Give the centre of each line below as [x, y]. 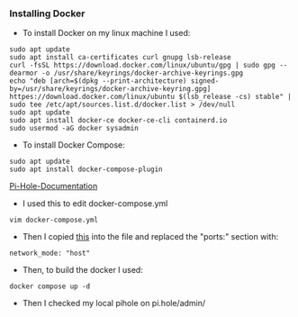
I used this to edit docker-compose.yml [95, 204]
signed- [205, 81]
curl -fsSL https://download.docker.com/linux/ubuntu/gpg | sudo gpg [143, 66]
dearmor [24, 73]
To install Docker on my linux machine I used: [106, 33]
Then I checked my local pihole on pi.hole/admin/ [114, 303]
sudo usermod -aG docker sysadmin [74, 129]
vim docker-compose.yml [54, 220]
